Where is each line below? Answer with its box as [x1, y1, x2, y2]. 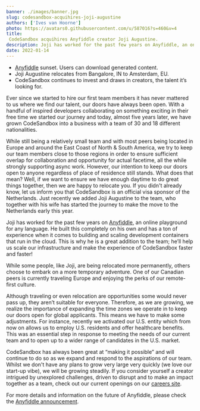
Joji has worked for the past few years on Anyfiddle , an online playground [6, 219, 187, 226]
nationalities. [6, 126, 37, 133]
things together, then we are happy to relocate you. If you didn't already [6, 182, 182, 189]
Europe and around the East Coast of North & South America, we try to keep [6, 144, 193, 151]
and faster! [6, 250, 33, 257]
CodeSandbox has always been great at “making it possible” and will [6, 348, 174, 355]
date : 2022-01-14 [6, 48, 49, 54]
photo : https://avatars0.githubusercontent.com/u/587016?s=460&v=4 [6, 25, 177, 32]
